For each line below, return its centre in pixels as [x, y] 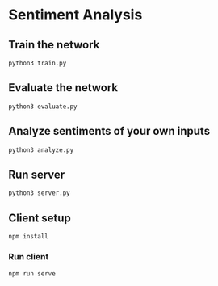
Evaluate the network [63, 88]
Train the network [54, 45]
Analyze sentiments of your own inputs [109, 131]
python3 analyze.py [41, 150]
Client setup [40, 218]
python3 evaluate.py [43, 107]
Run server [37, 175]
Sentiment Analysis [75, 15]
